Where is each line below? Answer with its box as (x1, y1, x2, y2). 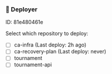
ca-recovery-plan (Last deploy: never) (13, 48, 107, 55)
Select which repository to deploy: (5, 30, 89, 37)
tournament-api (13, 61, 52, 68)
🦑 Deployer (5, 5, 38, 14)
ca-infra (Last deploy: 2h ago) (13, 41, 87, 49)
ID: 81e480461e (5, 19, 43, 26)
